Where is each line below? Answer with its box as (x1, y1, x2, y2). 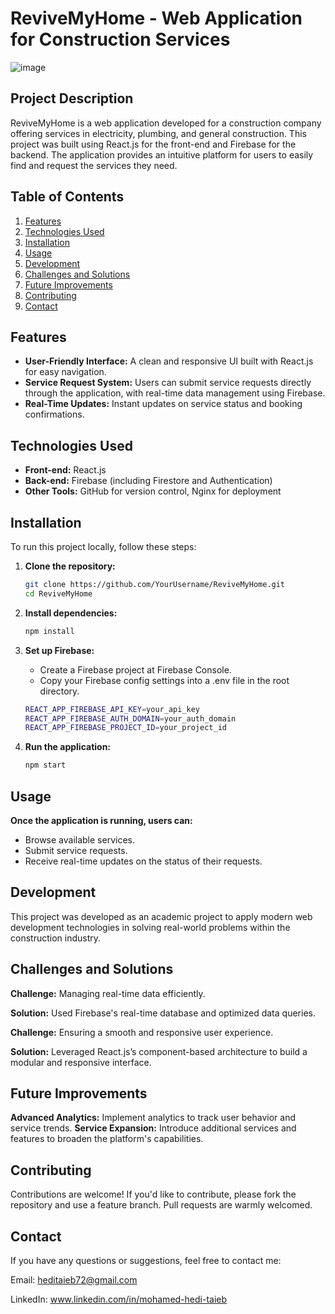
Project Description (10, 90, 134, 107)
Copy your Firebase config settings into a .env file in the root (39, 674, 290, 686)
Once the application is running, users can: (10, 814, 193, 826)
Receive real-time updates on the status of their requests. (24, 855, 263, 867)
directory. (39, 685, 80, 697)
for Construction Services (10, 28, 231, 51)
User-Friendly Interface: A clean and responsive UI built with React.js (24, 355, 314, 367)
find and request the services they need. (10, 159, 178, 171)
